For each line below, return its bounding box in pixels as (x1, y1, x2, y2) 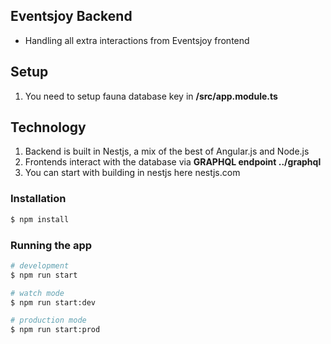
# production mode (10, 315, 87, 326)
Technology (10, 119, 87, 136)
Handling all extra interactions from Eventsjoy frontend (24, 34, 250, 46)
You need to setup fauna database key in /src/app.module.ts (24, 90, 278, 102)
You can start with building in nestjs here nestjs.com (24, 167, 241, 179)
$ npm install (10, 214, 70, 224)
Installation (10, 192, 67, 206)
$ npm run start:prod (10, 325, 101, 335)
